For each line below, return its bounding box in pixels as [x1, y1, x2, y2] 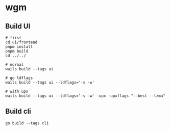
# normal [5, 62, 24, 67]
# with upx [5, 89, 29, 94]
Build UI [5, 22, 31, 31]
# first [5, 35, 22, 40]
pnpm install [5, 44, 33, 49]
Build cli [5, 107, 32, 116]
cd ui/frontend [5, 40, 38, 45]
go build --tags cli [5, 120, 50, 126]
